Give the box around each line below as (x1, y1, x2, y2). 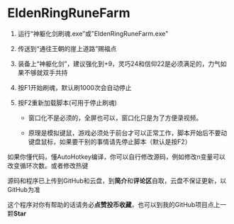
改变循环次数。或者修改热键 (7, 161, 89, 169)
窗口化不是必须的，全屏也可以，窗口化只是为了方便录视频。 (28, 113, 203, 122)
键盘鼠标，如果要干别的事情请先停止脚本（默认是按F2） (28, 137, 191, 146)
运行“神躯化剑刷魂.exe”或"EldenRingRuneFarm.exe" (17, 29, 169, 38)
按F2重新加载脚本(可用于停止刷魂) (17, 98, 117, 107)
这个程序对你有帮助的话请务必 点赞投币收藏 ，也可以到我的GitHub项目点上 (7, 200, 221, 208)
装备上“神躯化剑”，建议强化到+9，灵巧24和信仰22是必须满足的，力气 (17, 59, 221, 68)
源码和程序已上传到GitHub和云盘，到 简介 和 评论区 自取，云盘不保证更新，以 (7, 176, 227, 185)
